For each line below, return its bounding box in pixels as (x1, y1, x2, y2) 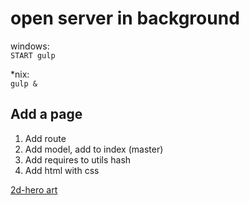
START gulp (10, 50, 56, 61)
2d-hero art (10, 183, 58, 196)
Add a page (10, 106, 83, 123)
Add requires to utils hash (24, 153, 132, 166)
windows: (10, 40, 50, 52)
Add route (24, 132, 67, 144)
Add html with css (24, 164, 100, 176)
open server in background (10, 7, 240, 30)
